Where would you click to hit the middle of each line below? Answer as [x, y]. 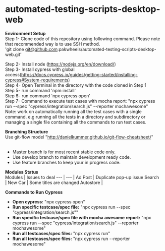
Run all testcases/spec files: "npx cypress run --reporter [71, 239]
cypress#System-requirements [37, 80]
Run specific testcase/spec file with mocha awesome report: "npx [82, 217]
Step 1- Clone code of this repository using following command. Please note [83, 39]
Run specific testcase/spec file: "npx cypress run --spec [71, 207]
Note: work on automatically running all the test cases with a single [74, 111]
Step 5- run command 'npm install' [40, 90]
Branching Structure [27, 131]
